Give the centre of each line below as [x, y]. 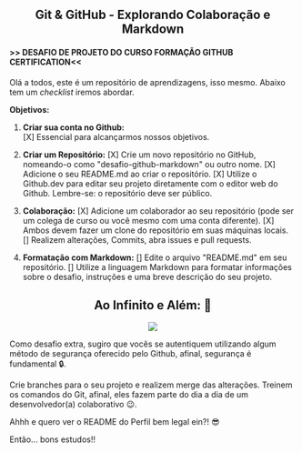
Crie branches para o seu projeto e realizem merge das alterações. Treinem [151, 385]
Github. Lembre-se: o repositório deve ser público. [117, 193]
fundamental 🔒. [38, 364]
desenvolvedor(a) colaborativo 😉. [74, 405]
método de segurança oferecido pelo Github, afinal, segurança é [131, 354]
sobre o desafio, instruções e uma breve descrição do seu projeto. [147, 276]
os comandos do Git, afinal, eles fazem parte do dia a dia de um [129, 395]
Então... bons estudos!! [53, 439]
